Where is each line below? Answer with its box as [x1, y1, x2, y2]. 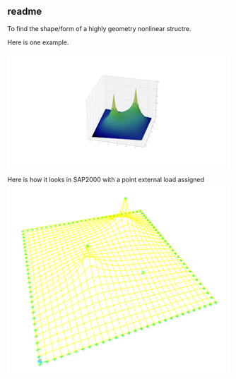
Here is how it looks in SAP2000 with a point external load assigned [7, 176, 205, 184]
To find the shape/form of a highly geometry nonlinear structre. [7, 24, 191, 32]
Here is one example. [7, 38, 69, 47]
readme [7, 6, 42, 18]
